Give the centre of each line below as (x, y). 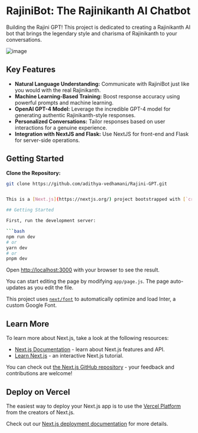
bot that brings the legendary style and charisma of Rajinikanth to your (92, 33)
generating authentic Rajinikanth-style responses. (75, 115)
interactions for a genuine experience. (61, 127)
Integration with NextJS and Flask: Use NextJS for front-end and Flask (102, 134)
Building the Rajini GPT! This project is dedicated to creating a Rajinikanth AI (98, 27)
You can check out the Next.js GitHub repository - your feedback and (90, 367)
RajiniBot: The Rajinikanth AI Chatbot (98, 11)
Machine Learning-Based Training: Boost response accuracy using (97, 96)
